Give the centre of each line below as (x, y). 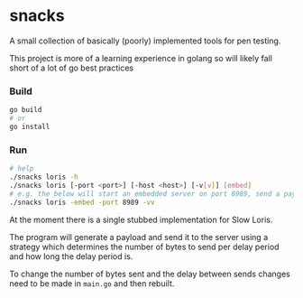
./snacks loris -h (44, 177)
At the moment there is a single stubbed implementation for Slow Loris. (141, 219)
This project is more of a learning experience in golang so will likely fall (141, 58)
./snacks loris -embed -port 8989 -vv (82, 202)
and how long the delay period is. (71, 256)
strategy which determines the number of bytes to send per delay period (144, 247)
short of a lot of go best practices (71, 68)
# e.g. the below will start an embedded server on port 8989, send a (145, 194)
